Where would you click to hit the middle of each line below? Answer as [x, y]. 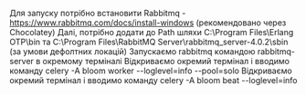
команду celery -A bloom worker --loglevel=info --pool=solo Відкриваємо [151, 71]
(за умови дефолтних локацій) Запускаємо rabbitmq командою [132, 52]
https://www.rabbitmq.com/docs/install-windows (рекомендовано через [148, 23]
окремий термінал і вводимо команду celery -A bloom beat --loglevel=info [153, 80]
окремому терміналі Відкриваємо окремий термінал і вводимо [166, 61]
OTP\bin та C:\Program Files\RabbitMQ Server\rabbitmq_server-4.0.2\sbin [149, 42]
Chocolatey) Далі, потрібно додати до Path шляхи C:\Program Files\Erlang [152, 32]
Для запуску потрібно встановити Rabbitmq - [98, 13]
